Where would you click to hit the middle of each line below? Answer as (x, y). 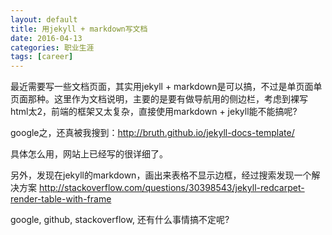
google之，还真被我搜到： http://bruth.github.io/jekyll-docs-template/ (152, 133)
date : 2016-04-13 (46, 38)
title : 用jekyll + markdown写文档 (79, 29)
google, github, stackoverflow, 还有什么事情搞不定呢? (120, 220)
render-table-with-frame (61, 199)
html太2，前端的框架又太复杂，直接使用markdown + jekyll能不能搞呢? (154, 112)
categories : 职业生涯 (52, 47)
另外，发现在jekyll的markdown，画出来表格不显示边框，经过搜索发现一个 (161, 175)
